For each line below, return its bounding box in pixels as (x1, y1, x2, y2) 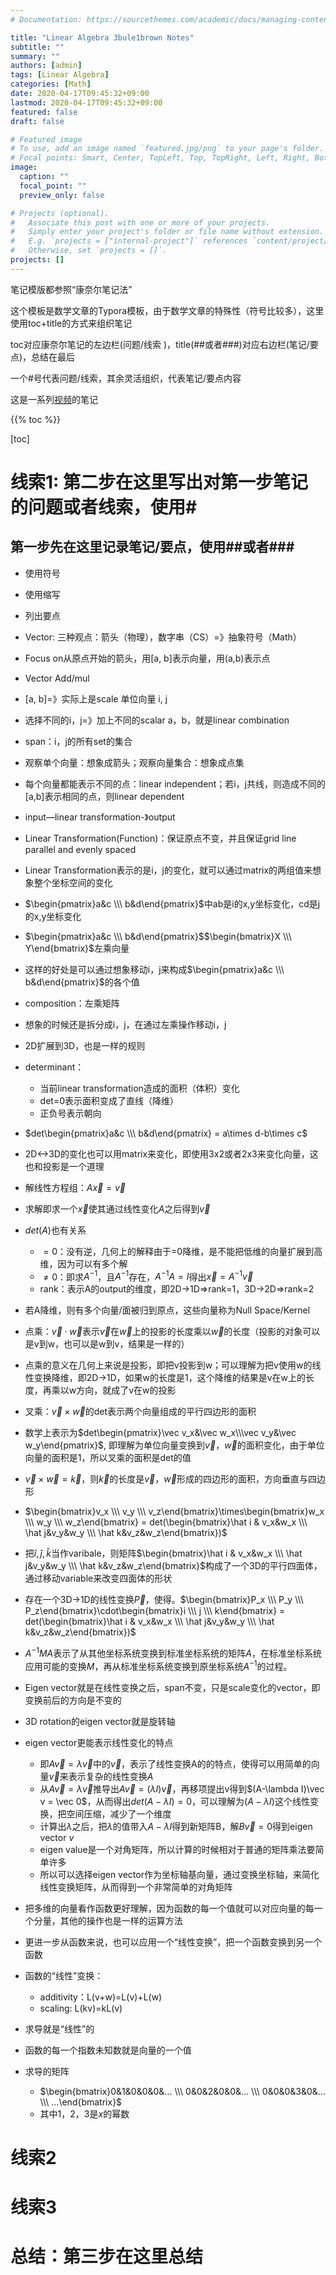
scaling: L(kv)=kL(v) (39, 2002, 123, 2014)
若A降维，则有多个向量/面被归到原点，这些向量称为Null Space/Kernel (24, 1304, 311, 1316)
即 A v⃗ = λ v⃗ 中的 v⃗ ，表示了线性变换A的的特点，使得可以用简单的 (39, 1757, 312, 1770)
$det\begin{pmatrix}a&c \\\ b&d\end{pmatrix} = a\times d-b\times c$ (24, 1127, 308, 1139)
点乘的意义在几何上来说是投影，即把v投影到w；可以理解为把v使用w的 (24, 1359, 313, 1371)
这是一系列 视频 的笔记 (10, 393, 98, 405)
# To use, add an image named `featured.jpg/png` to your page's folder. (10, 144, 325, 154)
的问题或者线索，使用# (10, 496, 198, 518)
